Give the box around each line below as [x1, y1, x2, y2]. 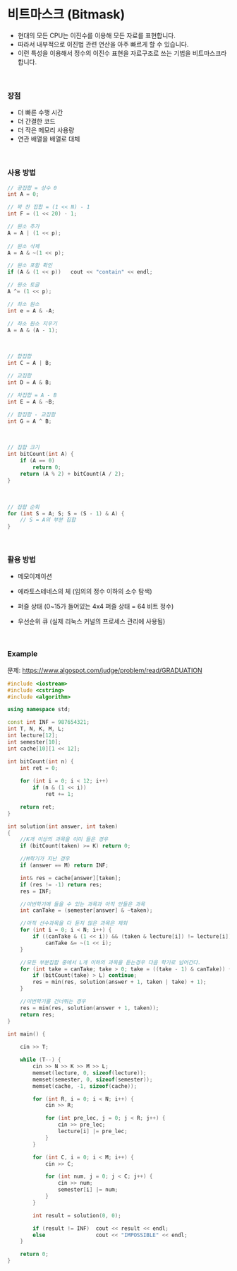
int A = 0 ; [7, 191, 39, 198]
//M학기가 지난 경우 [20, 855, 71, 862]
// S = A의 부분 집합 [20, 517, 76, 524]
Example [7, 649, 38, 659]
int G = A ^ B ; [7, 418, 52, 425]
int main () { [7, 1030, 46, 1038]
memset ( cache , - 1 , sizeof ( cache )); [32, 1082, 138, 1089]
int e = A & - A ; [7, 307, 55, 315]
